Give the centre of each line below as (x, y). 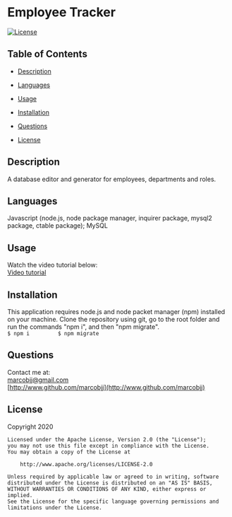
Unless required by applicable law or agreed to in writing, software (113, 477)
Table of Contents (48, 54)
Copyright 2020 (30, 426)
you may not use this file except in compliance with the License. (109, 446)
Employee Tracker (62, 12)
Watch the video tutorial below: (53, 265)
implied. (20, 495)
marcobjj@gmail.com (38, 380)
